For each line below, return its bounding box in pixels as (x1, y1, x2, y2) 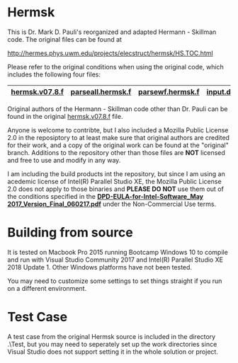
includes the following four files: (7, 70, 101, 79)
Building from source (7, 224, 133, 241)
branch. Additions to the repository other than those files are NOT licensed (7, 148, 225, 156)
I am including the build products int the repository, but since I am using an (7, 169, 225, 178)
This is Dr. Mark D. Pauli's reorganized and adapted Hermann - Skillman (7, 28, 217, 36)
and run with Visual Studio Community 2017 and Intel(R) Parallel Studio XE (7, 255, 223, 264)
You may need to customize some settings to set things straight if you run (7, 277, 222, 285)
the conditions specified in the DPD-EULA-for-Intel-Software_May (7, 192, 204, 200)
